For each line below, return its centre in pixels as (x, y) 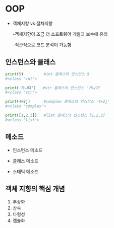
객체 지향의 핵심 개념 (35, 188)
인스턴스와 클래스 (31, 62)
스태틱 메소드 (25, 171)
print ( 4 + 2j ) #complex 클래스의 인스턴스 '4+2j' (58, 102)
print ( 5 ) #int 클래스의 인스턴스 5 (47, 74)
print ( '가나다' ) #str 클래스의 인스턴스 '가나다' (53, 88)
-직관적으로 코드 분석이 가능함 (42, 45)
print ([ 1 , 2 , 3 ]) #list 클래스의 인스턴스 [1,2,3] (55, 115)
